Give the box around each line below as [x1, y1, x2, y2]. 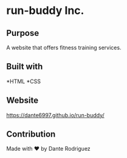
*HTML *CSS [6, 77, 41, 85]
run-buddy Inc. [6, 4, 84, 18]
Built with [6, 61, 43, 72]
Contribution [6, 129, 56, 140]
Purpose [6, 28, 39, 38]
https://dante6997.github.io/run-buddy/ [6, 111, 105, 118]
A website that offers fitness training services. [6, 44, 122, 51]
